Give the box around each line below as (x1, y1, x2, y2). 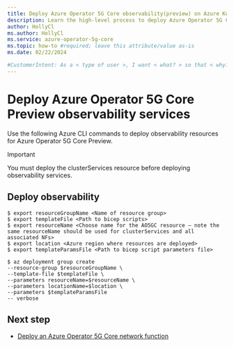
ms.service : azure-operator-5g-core (7, 36, 114, 43)
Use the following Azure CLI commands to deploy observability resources (7, 129, 219, 138)
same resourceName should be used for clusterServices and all (7, 227, 195, 235)
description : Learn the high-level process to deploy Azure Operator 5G (7, 17, 223, 24)
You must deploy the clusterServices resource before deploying (7, 163, 190, 172)
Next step (7, 314, 51, 325)
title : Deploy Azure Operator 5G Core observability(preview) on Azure (7, 10, 219, 17)
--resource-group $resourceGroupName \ (7, 264, 123, 271)
